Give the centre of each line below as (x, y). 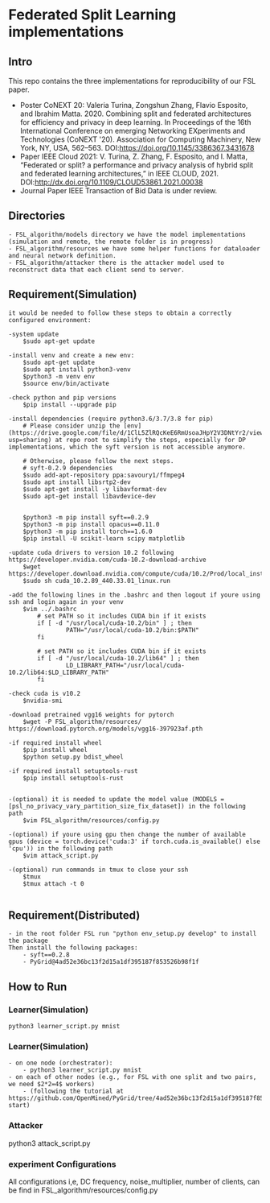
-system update (34, 334)
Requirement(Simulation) (73, 294)
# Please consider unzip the (72, 426)
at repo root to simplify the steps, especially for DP (151, 440)
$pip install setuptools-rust (74, 778)
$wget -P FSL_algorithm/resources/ (82, 721)
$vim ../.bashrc (50, 609)
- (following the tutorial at (74, 1091)
